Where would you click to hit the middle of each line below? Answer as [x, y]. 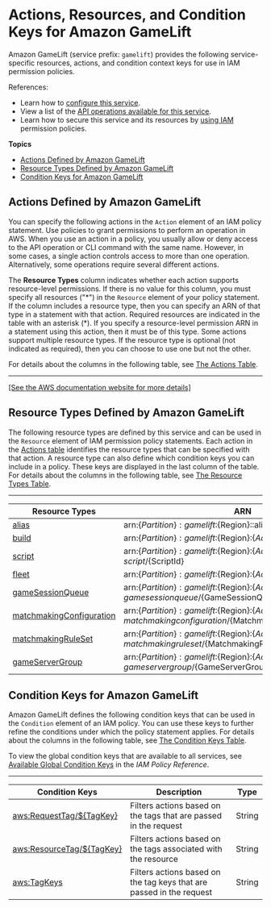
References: [28, 87]
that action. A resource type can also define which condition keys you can [131, 458]
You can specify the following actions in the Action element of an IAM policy [135, 221]
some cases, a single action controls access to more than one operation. [129, 256]
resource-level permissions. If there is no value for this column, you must [130, 289]
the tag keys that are [169, 882]
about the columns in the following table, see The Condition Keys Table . [127, 740]
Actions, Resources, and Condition [127, 15]
